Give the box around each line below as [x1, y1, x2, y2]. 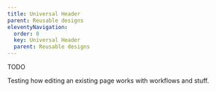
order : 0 [13, 30, 40, 38]
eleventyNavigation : [7, 23, 69, 30]
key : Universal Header [13, 37, 81, 44]
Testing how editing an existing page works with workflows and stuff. [7, 76, 210, 85]
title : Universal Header [7, 10, 81, 18]
